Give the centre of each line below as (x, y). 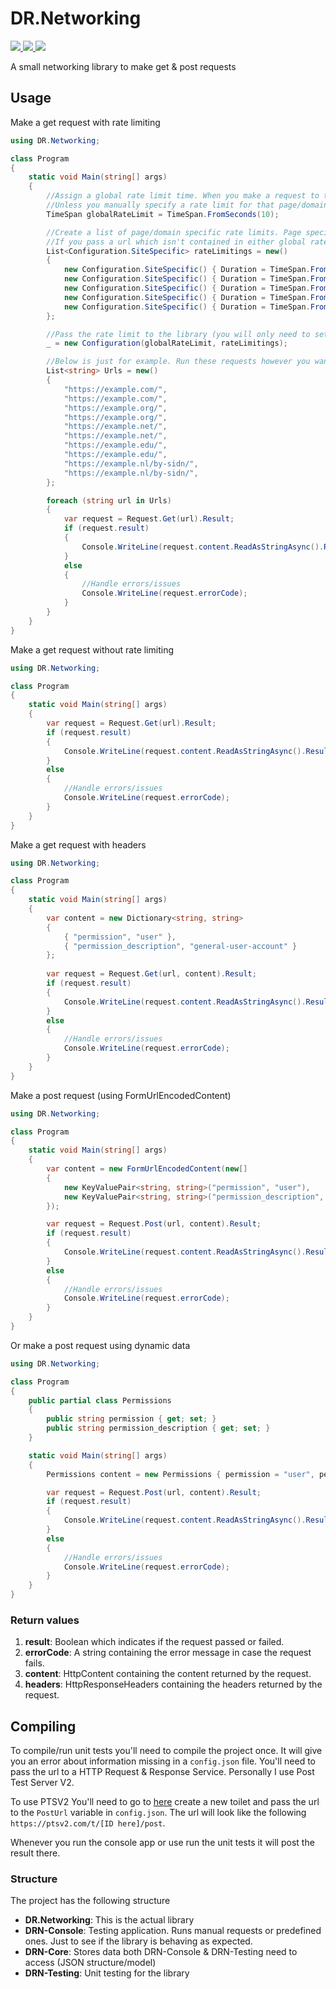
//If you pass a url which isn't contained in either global (176, 242)
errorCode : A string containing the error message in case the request (168, 1653)
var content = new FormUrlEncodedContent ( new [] (147, 1169)
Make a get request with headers (78, 844)
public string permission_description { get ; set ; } (158, 1428)
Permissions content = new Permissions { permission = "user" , (180, 1474)
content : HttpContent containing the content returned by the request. (168, 1674)
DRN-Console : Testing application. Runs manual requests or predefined (173, 1931)
